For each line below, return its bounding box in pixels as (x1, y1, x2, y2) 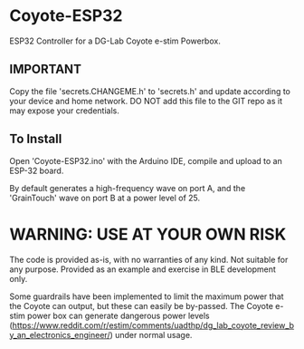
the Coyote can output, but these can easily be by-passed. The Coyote (9, 300, 274, 311)
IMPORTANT (9, 62, 81, 77)
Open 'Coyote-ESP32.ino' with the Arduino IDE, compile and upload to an (9, 155, 282, 166)
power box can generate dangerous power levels (26, 310, 210, 321)
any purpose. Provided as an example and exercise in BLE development (9, 264, 276, 275)
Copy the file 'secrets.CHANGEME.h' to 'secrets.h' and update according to (9, 85, 291, 96)
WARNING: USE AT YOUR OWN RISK (9, 224, 287, 245)
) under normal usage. (109, 329, 193, 340)
